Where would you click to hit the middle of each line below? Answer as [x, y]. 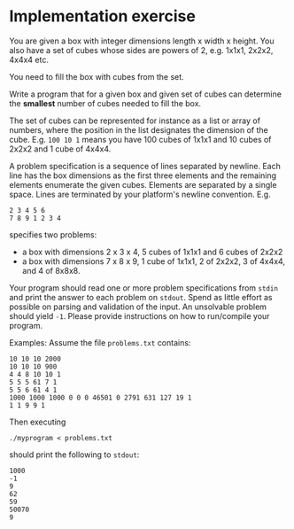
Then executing [38, 422]
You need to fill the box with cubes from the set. [97, 76]
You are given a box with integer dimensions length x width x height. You [142, 41]
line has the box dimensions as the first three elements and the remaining [143, 175]
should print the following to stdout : [74, 455]
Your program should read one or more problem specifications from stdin [144, 288]
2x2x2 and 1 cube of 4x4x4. [60, 149]
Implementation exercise [103, 16]
